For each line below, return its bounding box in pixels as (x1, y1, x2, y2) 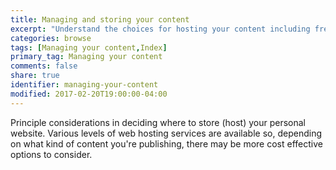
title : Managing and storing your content (10, 14, 190, 25)
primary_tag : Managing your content (10, 52, 163, 62)
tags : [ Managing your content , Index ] (10, 42, 168, 53)
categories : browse (10, 33, 92, 43)
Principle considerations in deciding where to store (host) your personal (10, 116, 306, 128)
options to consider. (10, 148, 93, 160)
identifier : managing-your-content (10, 80, 159, 90)
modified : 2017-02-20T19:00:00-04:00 (10, 89, 168, 99)
